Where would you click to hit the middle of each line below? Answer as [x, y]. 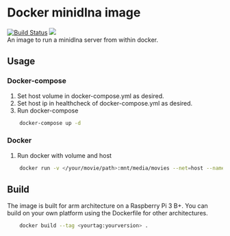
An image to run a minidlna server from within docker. [83, 40]
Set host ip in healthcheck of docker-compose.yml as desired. [105, 103]
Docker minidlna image [74, 13]
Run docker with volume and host [64, 155]
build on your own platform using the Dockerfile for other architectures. [107, 213]
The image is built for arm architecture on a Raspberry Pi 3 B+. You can [108, 206]
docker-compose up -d [50, 123]
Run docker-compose [48, 110]
